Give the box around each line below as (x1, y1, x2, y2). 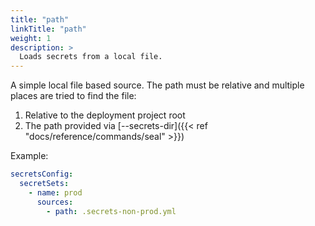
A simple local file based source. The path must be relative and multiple (10, 79, 305, 91)
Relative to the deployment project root (24, 109, 186, 121)
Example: (10, 150, 49, 162)
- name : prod (28, 187, 83, 198)
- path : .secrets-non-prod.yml (46, 206, 177, 216)
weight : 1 (10, 33, 52, 43)
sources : (36, 197, 74, 207)
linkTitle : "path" (10, 24, 87, 34)
